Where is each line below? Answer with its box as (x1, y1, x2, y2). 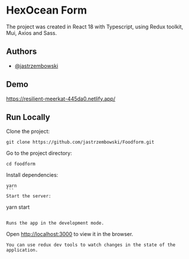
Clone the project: (6, 128, 50, 135)
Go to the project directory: (6, 150, 72, 157)
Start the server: (6, 193, 51, 199)
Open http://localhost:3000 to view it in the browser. (6, 231, 133, 238)
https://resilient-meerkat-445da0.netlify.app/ (6, 95, 116, 102)
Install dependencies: (6, 171, 58, 179)
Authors (6, 47, 37, 57)
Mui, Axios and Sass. (6, 29, 57, 36)
